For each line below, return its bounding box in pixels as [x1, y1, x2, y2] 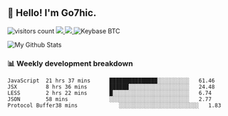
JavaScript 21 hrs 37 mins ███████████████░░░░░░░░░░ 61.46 [7, 77, 215, 85]
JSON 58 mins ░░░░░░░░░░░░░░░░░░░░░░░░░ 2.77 [7, 96, 212, 103]
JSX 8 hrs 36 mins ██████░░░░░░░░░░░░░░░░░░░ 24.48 [7, 83, 215, 91]
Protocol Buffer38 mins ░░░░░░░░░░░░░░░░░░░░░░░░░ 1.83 [7, 102, 222, 110]
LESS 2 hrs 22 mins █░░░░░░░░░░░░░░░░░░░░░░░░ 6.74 [7, 90, 212, 97]
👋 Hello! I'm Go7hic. [7, 7, 97, 19]
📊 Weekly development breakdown [7, 58, 133, 68]
